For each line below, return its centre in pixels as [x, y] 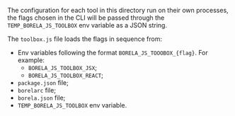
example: [31, 60]
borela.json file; [41, 98]
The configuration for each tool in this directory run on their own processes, [118, 10]
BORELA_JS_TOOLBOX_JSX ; [63, 68]
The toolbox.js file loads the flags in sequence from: [85, 39]
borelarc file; [37, 90]
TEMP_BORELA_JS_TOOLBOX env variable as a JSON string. [87, 25]
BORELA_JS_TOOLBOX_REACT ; [66, 75]
